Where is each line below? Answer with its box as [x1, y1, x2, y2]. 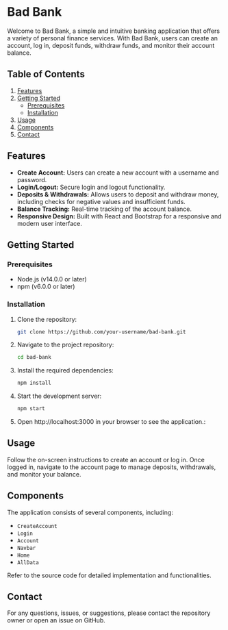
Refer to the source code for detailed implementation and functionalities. [7, 571, 212, 579]
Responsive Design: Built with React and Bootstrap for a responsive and [16, 212, 222, 220]
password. [16, 175, 47, 184]
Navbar [16, 544, 36, 551]
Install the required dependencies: [16, 366, 114, 375]
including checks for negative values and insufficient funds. [16, 197, 186, 205]
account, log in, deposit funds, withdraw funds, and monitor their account [7, 41, 215, 49]
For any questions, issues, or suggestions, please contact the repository [7, 609, 211, 617]
